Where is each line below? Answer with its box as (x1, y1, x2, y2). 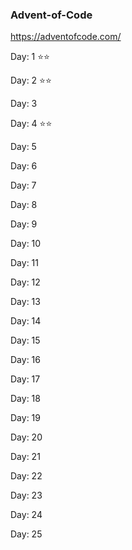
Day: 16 (10, 354, 41, 366)
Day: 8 (10, 199, 38, 211)
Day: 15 (10, 334, 41, 347)
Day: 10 (10, 238, 42, 250)
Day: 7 (10, 179, 37, 192)
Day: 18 (10, 393, 41, 405)
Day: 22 (10, 470, 43, 482)
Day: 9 (10, 218, 38, 230)
